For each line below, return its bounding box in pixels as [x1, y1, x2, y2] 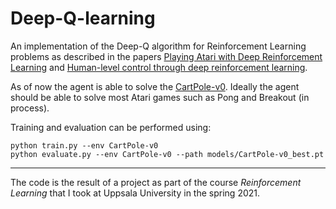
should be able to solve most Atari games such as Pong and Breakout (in [10, 91, 310, 103]
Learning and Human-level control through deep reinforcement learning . [10, 61, 308, 73]
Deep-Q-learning [10, 7, 156, 30]
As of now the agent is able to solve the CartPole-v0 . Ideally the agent [10, 80, 300, 92]
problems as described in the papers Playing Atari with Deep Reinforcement [10, 50, 323, 62]
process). [10, 102, 50, 114]
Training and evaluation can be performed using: [10, 121, 212, 133]
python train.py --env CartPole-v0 [10, 140, 159, 151]
